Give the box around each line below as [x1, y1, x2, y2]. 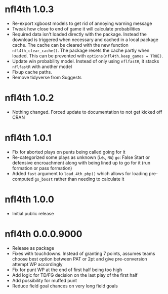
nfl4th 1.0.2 [5, 92, 54, 104]
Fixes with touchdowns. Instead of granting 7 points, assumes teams [12, 250, 155, 256]
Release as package [12, 245, 54, 251]
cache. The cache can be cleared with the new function [12, 42, 129, 48]
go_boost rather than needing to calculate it [34, 176, 124, 182]
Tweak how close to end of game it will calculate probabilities [12, 25, 140, 31]
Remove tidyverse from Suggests [12, 74, 82, 80]
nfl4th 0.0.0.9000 [5, 228, 82, 240]
